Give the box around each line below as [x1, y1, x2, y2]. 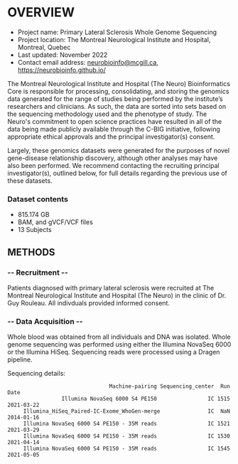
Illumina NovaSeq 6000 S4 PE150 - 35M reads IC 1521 [23, 421, 231, 428]
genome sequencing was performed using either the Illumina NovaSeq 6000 [7, 340, 232, 349]
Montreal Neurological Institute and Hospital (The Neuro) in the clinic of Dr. [7, 291, 227, 300]
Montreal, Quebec [17, 43, 71, 51]
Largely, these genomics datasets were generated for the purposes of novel [7, 146, 229, 154]
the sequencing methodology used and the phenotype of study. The [7, 110, 207, 118]
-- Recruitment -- [7, 268, 69, 278]
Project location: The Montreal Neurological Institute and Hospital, [17, 35, 211, 43]
